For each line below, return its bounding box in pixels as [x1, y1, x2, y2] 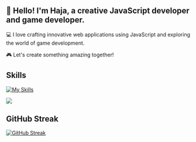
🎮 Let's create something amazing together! [6, 51, 114, 58]
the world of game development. [6, 39, 85, 46]
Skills [6, 70, 26, 80]
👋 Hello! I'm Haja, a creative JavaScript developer [6, 6, 190, 16]
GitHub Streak [6, 114, 59, 124]
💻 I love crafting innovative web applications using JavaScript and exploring [6, 31, 190, 38]
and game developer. [6, 15, 85, 25]
